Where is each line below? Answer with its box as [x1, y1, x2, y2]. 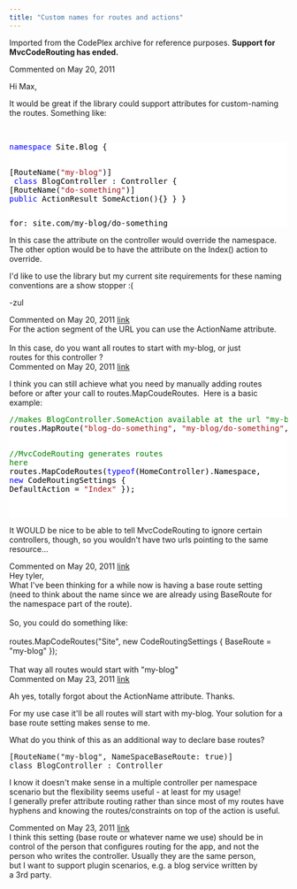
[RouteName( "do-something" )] [9, 185, 135, 195]
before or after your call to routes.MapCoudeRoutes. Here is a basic [9, 387, 258, 398]
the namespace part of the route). [9, 598, 133, 609]
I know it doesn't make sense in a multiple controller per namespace [9, 777, 258, 787]
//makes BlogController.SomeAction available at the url [9, 414, 262, 425]
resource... [9, 543, 49, 554]
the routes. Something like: [9, 107, 107, 118]
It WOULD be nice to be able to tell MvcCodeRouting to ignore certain [9, 525, 263, 535]
